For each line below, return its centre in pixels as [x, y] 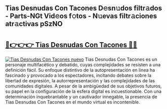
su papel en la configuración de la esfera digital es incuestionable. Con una [83, 91]
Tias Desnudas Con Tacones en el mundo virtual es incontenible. [73, 102]
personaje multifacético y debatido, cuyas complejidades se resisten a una [83, 65]
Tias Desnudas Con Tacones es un [121, 59]
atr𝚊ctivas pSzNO [34, 24]
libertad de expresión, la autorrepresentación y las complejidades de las [80, 81]
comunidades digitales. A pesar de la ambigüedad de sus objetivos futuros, [83, 86]
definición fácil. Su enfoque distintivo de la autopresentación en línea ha [80, 70]
